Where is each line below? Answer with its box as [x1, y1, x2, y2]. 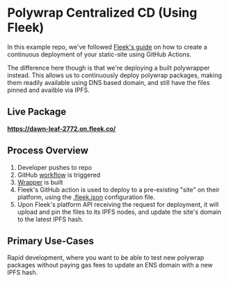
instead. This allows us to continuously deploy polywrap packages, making [7, 71, 222, 79]
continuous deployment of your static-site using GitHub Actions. [7, 50, 191, 58]
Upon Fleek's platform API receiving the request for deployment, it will [17, 200, 219, 208]
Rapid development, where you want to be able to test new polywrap [7, 253, 205, 262]
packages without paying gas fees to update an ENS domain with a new [7, 261, 214, 269]
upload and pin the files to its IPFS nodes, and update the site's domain [17, 207, 221, 216]
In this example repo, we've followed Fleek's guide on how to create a [7, 42, 207, 51]
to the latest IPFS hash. [17, 214, 84, 224]
